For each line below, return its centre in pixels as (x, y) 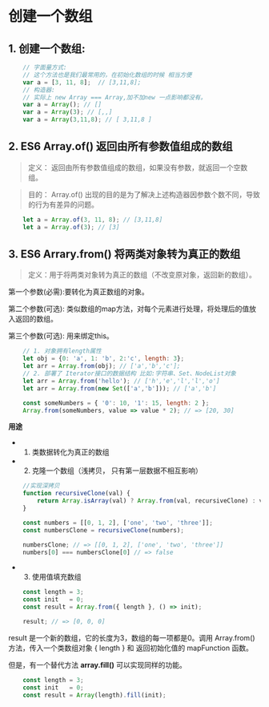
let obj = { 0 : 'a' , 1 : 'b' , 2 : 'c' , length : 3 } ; (104, 359)
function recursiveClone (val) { (76, 494)
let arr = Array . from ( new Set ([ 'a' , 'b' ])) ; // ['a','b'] (120, 388)
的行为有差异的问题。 (63, 204)
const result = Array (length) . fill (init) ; (94, 695)
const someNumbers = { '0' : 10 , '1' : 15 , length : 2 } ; (116, 403)
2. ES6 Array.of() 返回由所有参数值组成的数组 (121, 146)
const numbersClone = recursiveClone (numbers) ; (103, 530)
